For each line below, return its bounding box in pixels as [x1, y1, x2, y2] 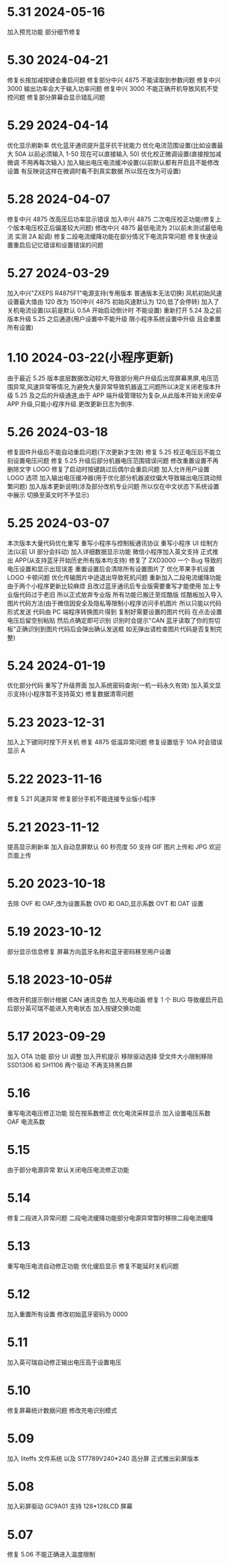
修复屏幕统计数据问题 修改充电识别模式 [7, 1406, 117, 1414]
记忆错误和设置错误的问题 [30, 241, 104, 249]
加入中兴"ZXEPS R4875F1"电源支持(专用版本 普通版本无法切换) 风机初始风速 [7, 289, 222, 297]
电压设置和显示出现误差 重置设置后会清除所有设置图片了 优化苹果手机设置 [7, 564, 215, 573]
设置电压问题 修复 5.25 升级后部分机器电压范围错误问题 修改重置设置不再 [12, 456, 219, 465]
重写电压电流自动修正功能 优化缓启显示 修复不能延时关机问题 [7, 1262, 179, 1270]
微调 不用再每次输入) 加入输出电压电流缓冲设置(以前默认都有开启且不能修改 [7, 158, 220, 166]
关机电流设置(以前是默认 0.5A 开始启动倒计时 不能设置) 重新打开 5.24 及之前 [7, 306, 222, 314]
